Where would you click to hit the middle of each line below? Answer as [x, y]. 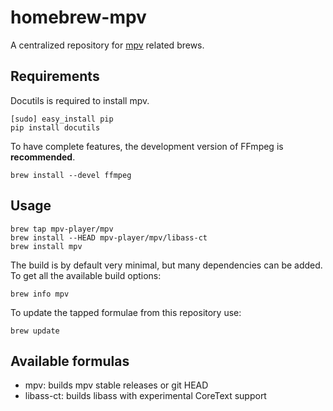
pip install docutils [55, 127]
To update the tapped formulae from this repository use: [126, 312]
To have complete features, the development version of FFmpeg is [147, 146]
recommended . [43, 157]
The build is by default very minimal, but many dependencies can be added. [166, 265]
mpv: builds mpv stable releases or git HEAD [116, 385]
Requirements [55, 76]
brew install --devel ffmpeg [71, 175]
